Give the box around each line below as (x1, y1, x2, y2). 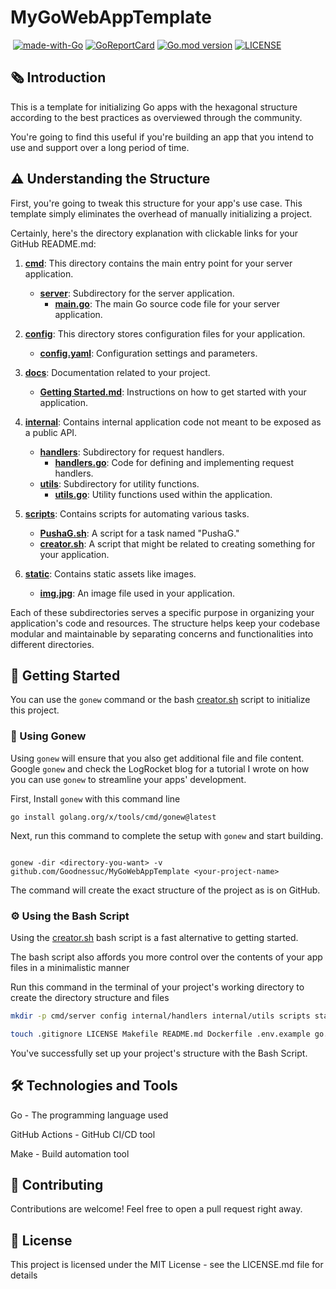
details (10, 1269, 38, 1281)
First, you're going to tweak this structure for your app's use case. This (10, 197, 303, 209)
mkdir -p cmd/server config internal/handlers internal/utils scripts (10, 1011, 311, 1021)
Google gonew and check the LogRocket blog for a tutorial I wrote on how (10, 762, 310, 775)
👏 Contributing (10, 1176, 104, 1193)
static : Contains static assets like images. (24, 567, 197, 580)
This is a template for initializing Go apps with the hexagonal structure (10, 101, 298, 113)
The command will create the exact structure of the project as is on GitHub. (10, 884, 321, 896)
